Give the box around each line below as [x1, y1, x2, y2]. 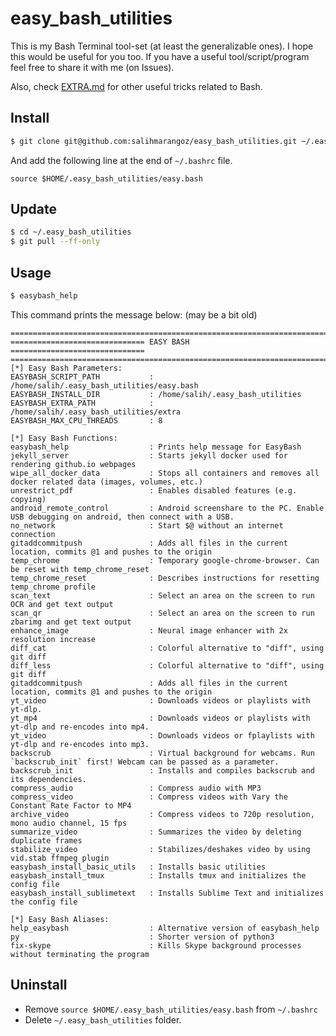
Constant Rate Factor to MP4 [10, 800, 132, 811]
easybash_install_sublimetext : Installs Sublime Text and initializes [10, 888, 325, 898]
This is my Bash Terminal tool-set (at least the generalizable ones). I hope [10, 40, 314, 52]
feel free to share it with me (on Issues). [10, 61, 175, 73]
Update [10, 201, 58, 218]
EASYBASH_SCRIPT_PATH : [10, 372, 155, 382]
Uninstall [10, 977, 68, 994]
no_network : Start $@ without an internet [10, 520, 284, 531]
